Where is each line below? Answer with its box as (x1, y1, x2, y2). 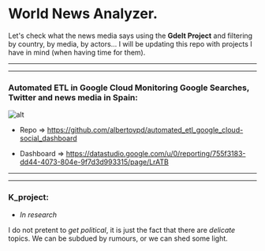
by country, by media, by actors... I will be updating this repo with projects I (8, 39, 252, 48)
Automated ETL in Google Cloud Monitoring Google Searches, (8, 82, 250, 93)
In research (19, 210, 58, 219)
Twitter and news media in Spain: (8, 92, 138, 103)
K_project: (8, 192, 49, 203)
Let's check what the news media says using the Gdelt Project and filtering (8, 31, 253, 40)
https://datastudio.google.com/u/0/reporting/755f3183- (65, 149, 246, 159)
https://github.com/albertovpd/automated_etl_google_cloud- (47, 126, 244, 135)
